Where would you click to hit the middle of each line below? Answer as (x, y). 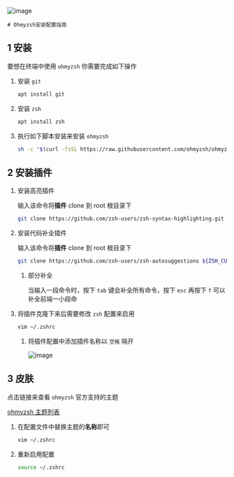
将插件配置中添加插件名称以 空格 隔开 (81, 341)
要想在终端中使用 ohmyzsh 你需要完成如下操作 (72, 66)
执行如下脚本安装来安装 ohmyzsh (63, 135)
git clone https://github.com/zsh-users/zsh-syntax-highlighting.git (121, 219)
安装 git (29, 81)
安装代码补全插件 (42, 233)
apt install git (41, 94)
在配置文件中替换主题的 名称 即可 (63, 427)
